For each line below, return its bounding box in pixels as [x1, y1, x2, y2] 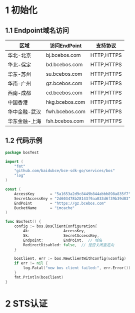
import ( [5, 159, 23, 164]
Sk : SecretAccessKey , [23, 233, 99, 238]
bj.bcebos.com [45, 52, 81, 58]
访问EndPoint [49, 42, 82, 49]
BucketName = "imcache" [14, 205, 75, 211]
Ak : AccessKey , [23, 229, 86, 234]
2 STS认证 [5, 298, 48, 309]
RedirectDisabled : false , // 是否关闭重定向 [23, 242, 114, 247]
